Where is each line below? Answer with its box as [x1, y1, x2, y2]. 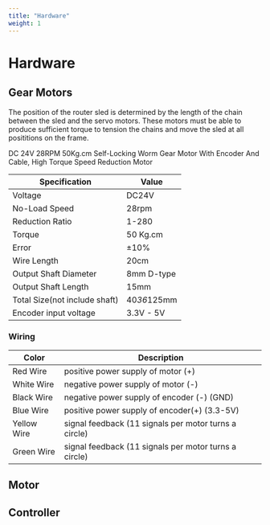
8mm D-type [126, 268, 177, 279]
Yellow [12, 417, 38, 429]
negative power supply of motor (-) [63, 379, 198, 390]
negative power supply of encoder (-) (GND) [63, 392, 235, 403]
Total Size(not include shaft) [12, 294, 119, 306]
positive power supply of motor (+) [63, 365, 195, 376]
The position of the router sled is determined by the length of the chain [8, 107, 243, 117]
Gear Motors [8, 86, 73, 100]
